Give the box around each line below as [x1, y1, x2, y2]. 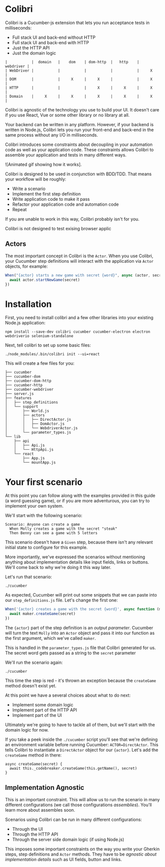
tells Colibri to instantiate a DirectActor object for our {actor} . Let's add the [5, 747, 159, 753]
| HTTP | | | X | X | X [5, 85, 153, 90]
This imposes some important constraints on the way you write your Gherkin [5, 846, 160, 852]
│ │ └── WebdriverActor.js [5, 426, 78, 431]
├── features [5, 396, 32, 401]
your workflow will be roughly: [5, 176, 66, 182]
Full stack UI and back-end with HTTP [12, 39, 89, 45]
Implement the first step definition [12, 190, 81, 197]
